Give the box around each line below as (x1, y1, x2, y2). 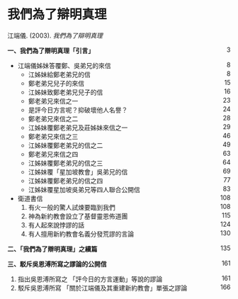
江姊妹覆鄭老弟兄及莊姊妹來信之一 (28, 123, 128, 132)
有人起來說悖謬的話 (28, 220, 85, 229)
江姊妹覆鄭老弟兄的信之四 (28, 176, 103, 185)
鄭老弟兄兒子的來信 (28, 79, 85, 87)
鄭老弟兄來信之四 (28, 149, 79, 158)
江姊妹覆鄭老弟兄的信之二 (28, 141, 103, 149)
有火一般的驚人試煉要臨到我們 (28, 203, 115, 211)
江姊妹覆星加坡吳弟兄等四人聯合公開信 (28, 185, 140, 193)
